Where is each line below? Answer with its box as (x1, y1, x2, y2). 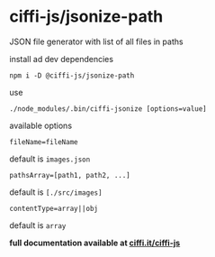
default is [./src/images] (9, 187, 103, 197)
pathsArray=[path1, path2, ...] (9, 170, 130, 179)
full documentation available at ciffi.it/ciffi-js (9, 237, 181, 248)
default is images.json (9, 153, 91, 164)
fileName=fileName (9, 137, 78, 146)
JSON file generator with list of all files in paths (9, 36, 184, 47)
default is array (9, 219, 67, 231)
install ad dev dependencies (9, 53, 114, 64)
